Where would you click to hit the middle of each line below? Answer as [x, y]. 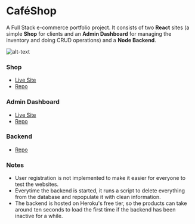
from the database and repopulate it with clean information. [88, 197]
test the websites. [37, 184]
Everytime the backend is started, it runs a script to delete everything [100, 191]
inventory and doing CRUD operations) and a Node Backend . [81, 40]
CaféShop [31, 11]
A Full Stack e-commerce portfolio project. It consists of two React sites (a [98, 27]
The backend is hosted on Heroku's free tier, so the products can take [101, 203]
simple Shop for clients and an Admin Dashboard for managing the [89, 33]
